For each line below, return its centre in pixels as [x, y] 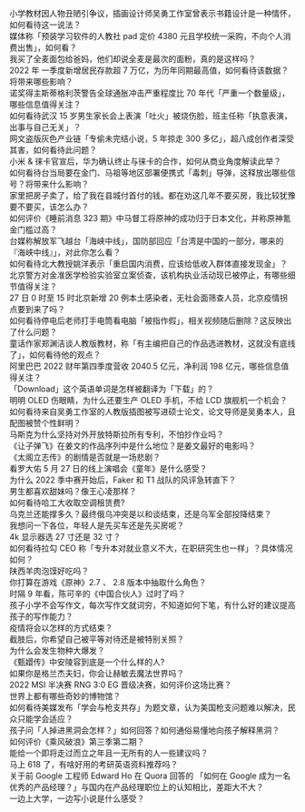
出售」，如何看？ [47, 47]
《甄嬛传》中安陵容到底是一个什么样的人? [87, 662]
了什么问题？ [33, 332]
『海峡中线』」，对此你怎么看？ [65, 252]
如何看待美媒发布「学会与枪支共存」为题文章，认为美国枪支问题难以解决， [148, 707]
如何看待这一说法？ [45, 25]
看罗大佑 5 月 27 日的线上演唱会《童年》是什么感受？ [108, 468]
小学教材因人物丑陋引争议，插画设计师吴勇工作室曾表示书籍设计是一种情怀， [152, 13]
